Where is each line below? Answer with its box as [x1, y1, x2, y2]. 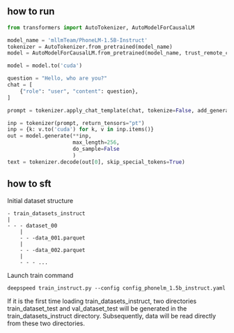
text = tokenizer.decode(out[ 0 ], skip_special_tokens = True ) [7, 158, 186, 165]
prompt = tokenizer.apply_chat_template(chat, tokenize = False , [7, 107, 195, 114]
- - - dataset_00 [7, 222, 58, 229]
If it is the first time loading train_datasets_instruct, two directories [7, 297, 197, 305]
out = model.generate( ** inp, [7, 133, 92, 140]
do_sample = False [72, 146, 120, 153]
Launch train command [7, 271, 74, 279]
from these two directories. [7, 319, 86, 327]
